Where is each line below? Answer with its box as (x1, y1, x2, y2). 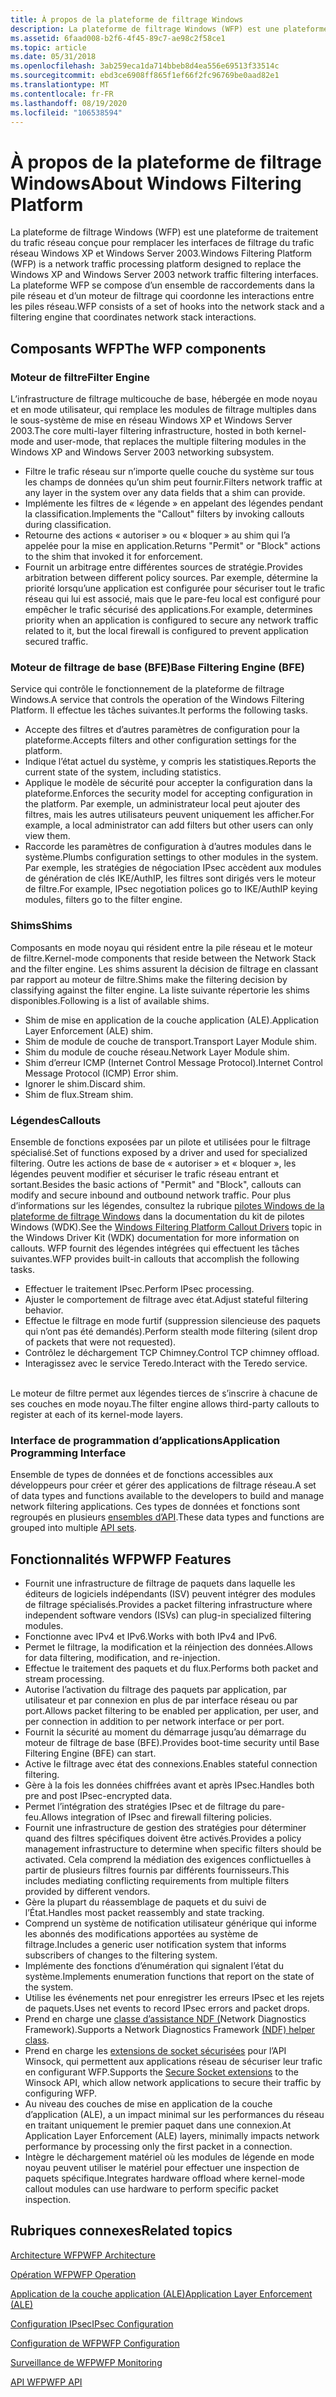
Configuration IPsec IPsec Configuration (10, 2317, 174, 2330)
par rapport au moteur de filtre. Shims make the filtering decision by (10, 973, 288, 985)
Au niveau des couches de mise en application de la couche (24, 2098, 273, 2110)
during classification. (24, 519, 112, 530)
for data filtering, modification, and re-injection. (24, 1652, 221, 1663)
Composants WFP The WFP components (10, 340, 267, 357)
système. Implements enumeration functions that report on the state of (24, 1971, 315, 1982)
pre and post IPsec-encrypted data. (24, 1790, 173, 1801)
